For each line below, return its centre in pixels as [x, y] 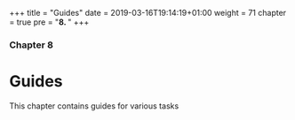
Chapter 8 [31, 45]
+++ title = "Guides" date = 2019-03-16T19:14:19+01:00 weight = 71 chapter [148, 13]
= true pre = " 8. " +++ [49, 22]
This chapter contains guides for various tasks [94, 106]
